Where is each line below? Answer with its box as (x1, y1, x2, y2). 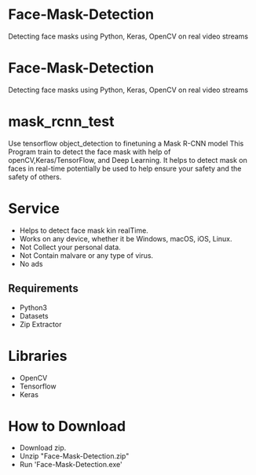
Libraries (8, 347, 68, 365)
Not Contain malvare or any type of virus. (19, 250, 154, 260)
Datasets (19, 311, 49, 320)
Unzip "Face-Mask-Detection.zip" (19, 451, 130, 461)
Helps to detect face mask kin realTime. (19, 226, 149, 235)
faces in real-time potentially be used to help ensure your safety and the (8, 164, 242, 173)
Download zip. (19, 443, 67, 453)
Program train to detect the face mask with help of (8, 147, 171, 156)
